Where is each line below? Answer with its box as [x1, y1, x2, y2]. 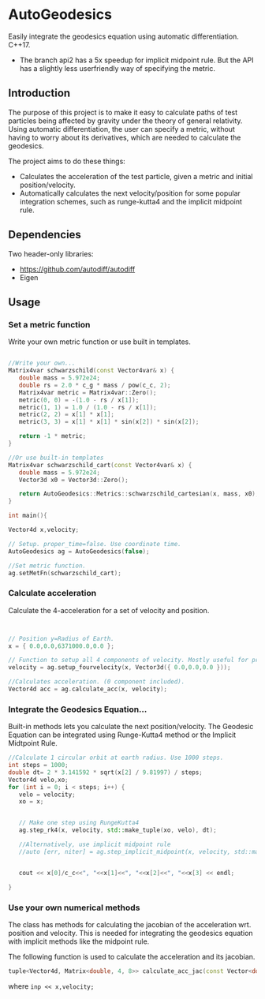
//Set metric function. [8, 562, 87, 570]
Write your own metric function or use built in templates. [8, 337, 192, 346]
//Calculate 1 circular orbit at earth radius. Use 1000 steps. [8, 754, 224, 762]
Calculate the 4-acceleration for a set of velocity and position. [8, 605, 210, 615]
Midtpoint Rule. [8, 739, 58, 748]
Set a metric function [8, 319, 91, 330]
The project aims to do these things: [8, 156, 126, 166]
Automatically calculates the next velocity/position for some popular [19, 188, 241, 198]
